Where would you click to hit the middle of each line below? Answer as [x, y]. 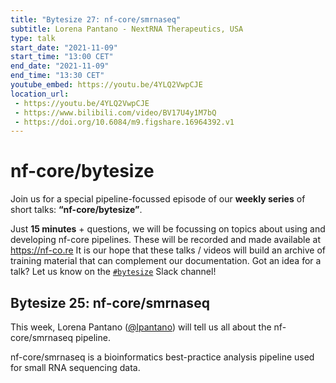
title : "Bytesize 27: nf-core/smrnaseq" [96, 19]
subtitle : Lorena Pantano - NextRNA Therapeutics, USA [127, 29]
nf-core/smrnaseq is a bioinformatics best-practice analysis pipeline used [162, 357]
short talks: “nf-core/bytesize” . [76, 210]
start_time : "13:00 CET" [62, 57]
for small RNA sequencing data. [75, 367]
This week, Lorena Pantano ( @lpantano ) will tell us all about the [141, 327]
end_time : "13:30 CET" [57, 76]
